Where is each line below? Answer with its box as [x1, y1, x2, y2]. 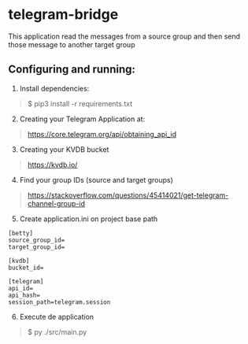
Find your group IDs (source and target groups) [19, 175, 173, 184]
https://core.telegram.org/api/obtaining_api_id [27, 129, 177, 139]
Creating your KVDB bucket [19, 144, 109, 154]
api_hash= [8, 291, 41, 299]
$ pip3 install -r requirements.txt [27, 98, 133, 108]
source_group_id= [8, 236, 65, 244]
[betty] [8, 229, 34, 237]
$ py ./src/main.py [27, 327, 87, 336]
